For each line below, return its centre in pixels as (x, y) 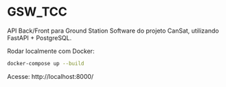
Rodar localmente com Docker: (51, 51)
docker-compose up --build (46, 63)
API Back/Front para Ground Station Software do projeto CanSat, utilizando (113, 31)
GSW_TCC (37, 12)
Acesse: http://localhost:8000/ (50, 76)
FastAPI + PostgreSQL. (39, 37)
